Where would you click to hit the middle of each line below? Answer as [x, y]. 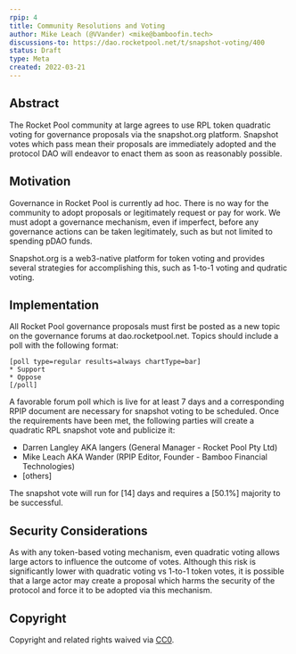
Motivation [40, 182]
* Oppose [25, 377]
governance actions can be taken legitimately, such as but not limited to [141, 231]
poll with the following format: [64, 345]
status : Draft [36, 51]
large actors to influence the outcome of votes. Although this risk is [133, 562]
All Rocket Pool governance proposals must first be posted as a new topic [145, 327]
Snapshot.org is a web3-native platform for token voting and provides [137, 258]
